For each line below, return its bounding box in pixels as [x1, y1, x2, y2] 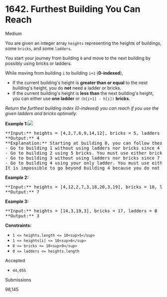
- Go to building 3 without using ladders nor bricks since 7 [5, 155, 160, 161]
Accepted [5, 257, 25, 263]
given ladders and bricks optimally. [5, 110, 78, 116]
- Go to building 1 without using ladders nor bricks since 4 [5, 145, 160, 151]
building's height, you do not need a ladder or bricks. [12, 85, 122, 91]
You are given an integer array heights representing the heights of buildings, [5, 40, 162, 46]
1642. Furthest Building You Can [5, 3, 141, 15]
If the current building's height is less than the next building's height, [12, 90, 154, 96]
